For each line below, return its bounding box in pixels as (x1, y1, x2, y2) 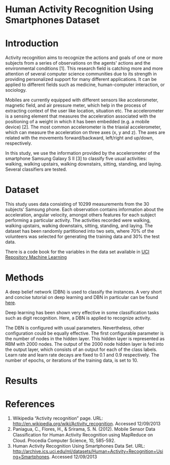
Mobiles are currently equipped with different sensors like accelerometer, (5, 97, 159, 103)
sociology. (5, 87, 27, 93)
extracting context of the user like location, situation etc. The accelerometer (5, 108, 164, 114)
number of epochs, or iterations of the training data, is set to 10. (5, 358, 139, 363)
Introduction (5, 38, 59, 49)
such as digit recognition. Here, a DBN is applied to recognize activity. (5, 315, 151, 321)
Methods (5, 272, 44, 284)
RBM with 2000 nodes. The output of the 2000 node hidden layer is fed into (5, 341, 164, 347)
